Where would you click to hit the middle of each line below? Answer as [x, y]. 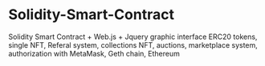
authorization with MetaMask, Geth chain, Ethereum [94, 53]
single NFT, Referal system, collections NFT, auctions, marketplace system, [133, 45]
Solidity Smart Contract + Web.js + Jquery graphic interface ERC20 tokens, [133, 37]
